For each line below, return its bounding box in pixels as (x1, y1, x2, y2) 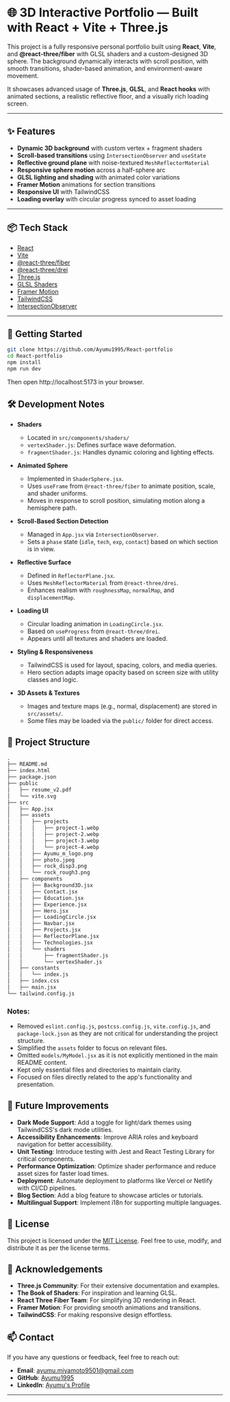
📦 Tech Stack (7, 222, 68, 234)
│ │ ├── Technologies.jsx (7, 939, 94, 946)
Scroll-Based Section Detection (16, 517, 109, 525)
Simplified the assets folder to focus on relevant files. (16, 1044, 168, 1053)
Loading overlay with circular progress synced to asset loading (16, 195, 196, 203)
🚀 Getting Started (7, 328, 83, 340)
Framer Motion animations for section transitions (16, 180, 156, 188)
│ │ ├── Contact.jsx (7, 888, 78, 895)
